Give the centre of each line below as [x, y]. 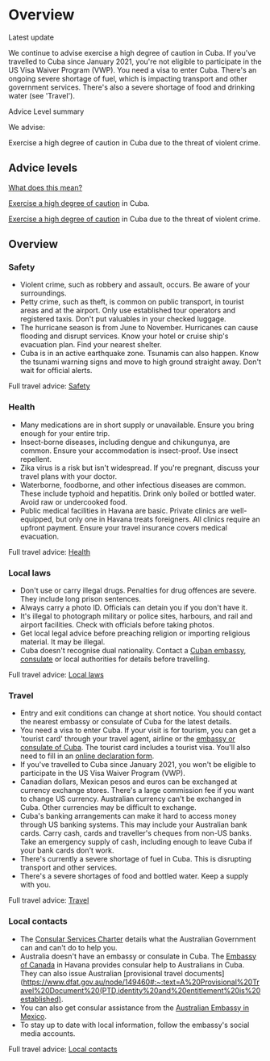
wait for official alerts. [56, 371]
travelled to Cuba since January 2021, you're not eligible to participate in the [135, 61]
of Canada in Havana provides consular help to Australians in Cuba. [132, 965]
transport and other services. [69, 868]
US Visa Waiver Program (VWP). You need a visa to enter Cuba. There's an [133, 69]
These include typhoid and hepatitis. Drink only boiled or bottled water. [138, 493]
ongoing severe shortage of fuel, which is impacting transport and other [128, 78]
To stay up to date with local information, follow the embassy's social [135, 1025]
